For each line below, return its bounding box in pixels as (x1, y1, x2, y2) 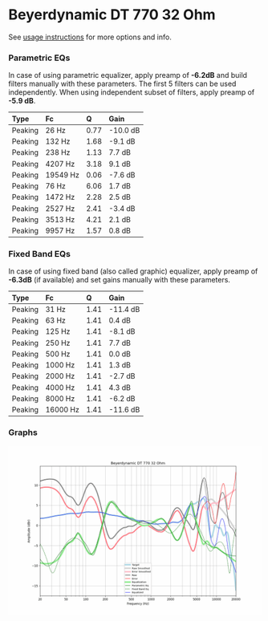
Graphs (8, 427, 38, 438)
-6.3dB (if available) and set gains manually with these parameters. (8, 275, 231, 285)
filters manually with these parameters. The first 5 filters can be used (8, 79, 237, 89)
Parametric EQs (8, 52, 71, 63)
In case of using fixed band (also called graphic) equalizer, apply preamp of (8, 266, 258, 276)
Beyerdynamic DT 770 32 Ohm (8, 6, 216, 24)
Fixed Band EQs (8, 248, 71, 259)
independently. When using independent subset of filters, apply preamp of (8, 87, 255, 97)
